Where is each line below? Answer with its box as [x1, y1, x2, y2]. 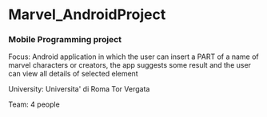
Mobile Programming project [8, 34, 122, 45]
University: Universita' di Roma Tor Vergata [8, 84, 150, 94]
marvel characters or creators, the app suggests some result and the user [8, 60, 252, 70]
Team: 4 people [8, 99, 60, 109]
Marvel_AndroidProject [8, 6, 166, 24]
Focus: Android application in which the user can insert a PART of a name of [8, 52, 260, 61]
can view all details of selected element [8, 69, 138, 79]
